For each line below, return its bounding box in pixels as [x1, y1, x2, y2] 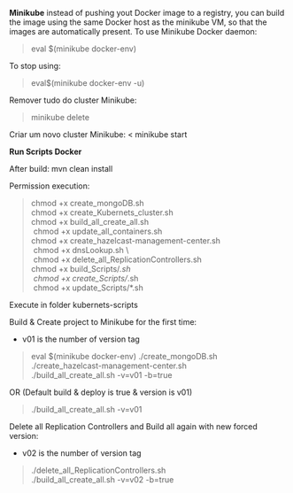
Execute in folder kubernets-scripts [9, 300, 139, 310]
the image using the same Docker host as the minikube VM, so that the [9, 17, 267, 27]
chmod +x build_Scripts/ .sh [30, 264, 131, 273]
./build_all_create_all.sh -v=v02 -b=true [30, 474, 174, 485]
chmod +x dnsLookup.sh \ [33, 245, 129, 255]
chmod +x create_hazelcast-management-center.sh [30, 235, 221, 246]
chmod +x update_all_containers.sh [33, 226, 163, 236]
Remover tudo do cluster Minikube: [9, 95, 137, 105]
